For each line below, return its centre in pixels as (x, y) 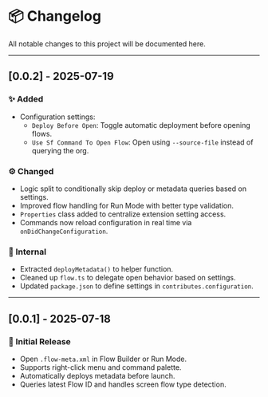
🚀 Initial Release (40, 341)
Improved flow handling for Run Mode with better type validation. (126, 205)
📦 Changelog (55, 16)
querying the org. (60, 150)
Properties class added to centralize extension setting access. (123, 214)
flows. (42, 133)
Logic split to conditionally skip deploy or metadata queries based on (133, 189)
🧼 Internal (27, 252)
